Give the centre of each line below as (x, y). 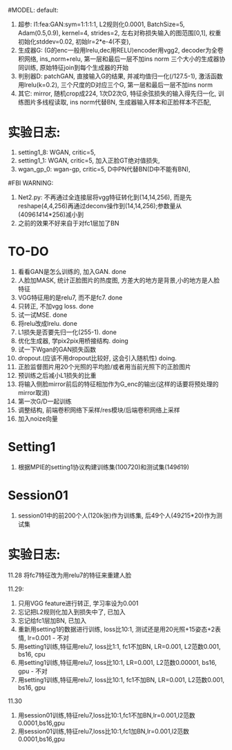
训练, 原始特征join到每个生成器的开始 (76, 67)
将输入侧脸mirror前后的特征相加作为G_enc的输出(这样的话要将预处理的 (118, 384)
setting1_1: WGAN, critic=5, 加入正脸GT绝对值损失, (89, 160)
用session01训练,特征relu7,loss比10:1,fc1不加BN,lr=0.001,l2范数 (106, 715)
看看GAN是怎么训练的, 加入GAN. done (72, 271)
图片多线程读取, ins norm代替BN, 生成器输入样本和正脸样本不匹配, (117, 102)
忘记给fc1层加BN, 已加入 (52, 620)
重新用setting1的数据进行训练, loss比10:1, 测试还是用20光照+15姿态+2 (116, 629)
